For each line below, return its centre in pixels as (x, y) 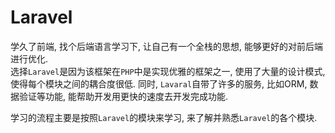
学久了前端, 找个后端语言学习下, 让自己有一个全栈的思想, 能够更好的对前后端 (166, 46)
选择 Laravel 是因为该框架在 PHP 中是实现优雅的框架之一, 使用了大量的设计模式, (168, 71)
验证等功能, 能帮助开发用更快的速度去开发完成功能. (123, 96)
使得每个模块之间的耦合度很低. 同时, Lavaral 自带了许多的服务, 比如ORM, (159, 83)
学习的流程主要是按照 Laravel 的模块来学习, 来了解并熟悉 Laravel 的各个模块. (164, 117)
